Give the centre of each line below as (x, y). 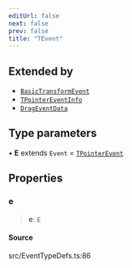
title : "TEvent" (36, 38)
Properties (36, 179)
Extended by (41, 71)
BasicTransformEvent (55, 91)
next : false (28, 23)
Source (21, 238)
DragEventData (44, 109)
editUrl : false (34, 16)
